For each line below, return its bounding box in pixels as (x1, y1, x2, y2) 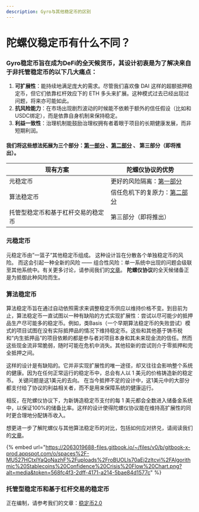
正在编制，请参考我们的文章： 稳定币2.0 (6, 500, 102, 507)
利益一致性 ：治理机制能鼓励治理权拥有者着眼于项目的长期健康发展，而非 (14, 120, 191, 127)
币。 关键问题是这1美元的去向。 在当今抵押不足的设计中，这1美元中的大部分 (6, 376, 190, 384)
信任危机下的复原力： (110, 189, 171, 197)
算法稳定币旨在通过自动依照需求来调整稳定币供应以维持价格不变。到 (6, 304, 172, 312)
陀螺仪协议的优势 (126, 166, 175, 174)
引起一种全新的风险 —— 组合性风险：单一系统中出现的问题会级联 (33, 259, 192, 266)
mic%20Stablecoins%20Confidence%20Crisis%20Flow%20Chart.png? (6, 462, 182, 470)
